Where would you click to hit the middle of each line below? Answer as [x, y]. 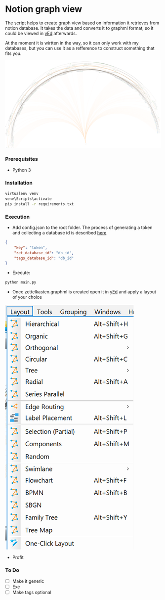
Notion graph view [44, 9]
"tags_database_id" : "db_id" [44, 258]
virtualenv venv [22, 194]
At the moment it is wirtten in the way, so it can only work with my [72, 43]
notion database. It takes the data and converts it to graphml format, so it [79, 28]
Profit [18, 557]
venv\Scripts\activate [28, 199]
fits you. [13, 53]
